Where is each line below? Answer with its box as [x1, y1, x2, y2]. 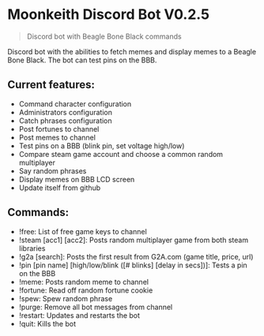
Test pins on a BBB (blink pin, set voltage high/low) [18, 140, 185, 151]
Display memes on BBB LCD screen [18, 174, 135, 184]
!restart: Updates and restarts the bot [18, 310, 140, 320]
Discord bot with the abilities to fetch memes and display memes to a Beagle [7, 47, 257, 56]
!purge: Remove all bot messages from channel [18, 302, 173, 312]
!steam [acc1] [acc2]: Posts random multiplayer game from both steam [18, 235, 249, 245]
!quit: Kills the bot [18, 319, 77, 328]
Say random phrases [18, 166, 87, 175]
